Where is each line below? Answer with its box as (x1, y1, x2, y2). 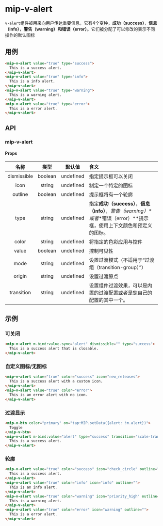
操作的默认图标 (5, 32, 35, 38)
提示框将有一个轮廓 (89, 191, 133, 198)
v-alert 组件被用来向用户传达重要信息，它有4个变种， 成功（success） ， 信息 (5, 20, 158, 26)
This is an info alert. (9, 485, 57, 490)
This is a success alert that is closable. (9, 346, 98, 351)
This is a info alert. (9, 79, 55, 84)
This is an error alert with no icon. (9, 392, 88, 397)
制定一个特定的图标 (89, 182, 133, 189)
